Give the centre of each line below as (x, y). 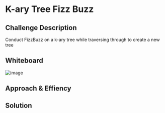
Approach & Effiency (38, 88)
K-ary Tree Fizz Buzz (50, 9)
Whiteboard (24, 61)
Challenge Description (41, 28)
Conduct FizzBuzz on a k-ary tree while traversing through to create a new (82, 39)
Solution (19, 105)
